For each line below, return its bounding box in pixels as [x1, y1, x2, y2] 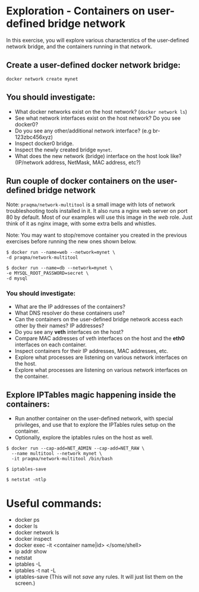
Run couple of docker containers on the [6, 176, 156, 186]
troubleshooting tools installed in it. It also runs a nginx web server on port [6, 207, 188, 215]
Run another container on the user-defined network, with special [14, 415, 173, 422]
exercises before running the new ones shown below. [6, 238, 137, 245]
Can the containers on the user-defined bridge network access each [14, 315, 183, 323]
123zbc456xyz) [14, 133, 53, 141]
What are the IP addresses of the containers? [14, 303, 126, 310]
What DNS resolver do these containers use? [14, 309, 125, 317]
